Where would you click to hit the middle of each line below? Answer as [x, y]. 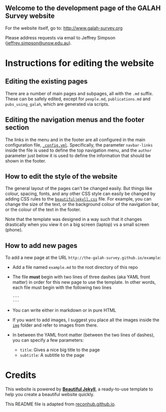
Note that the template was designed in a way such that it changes [74, 219]
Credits [21, 375]
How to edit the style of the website [61, 177]
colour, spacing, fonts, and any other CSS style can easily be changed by [80, 194]
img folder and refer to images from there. [55, 325]
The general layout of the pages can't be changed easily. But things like [79, 189]
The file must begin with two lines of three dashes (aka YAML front [81, 277]
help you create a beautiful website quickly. [50, 395]
